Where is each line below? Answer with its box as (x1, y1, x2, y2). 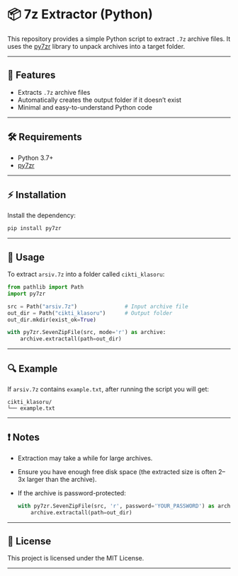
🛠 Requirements (7, 131, 83, 143)
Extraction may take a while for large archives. (17, 454, 153, 462)
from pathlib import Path (7, 284, 84, 291)
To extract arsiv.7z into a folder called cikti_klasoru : (7, 270, 165, 279)
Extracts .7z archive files (17, 88, 91, 96)
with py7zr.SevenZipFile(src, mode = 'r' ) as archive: (7, 329, 166, 336)
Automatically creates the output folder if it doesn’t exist (17, 96, 182, 104)
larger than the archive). (27, 475, 97, 483)
